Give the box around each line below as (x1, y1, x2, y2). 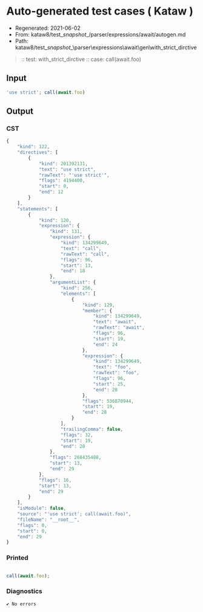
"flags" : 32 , (60, 431, 94, 438)
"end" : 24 (93, 342, 118, 348)
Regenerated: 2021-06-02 (15, 24, 81, 32)
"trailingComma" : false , (60, 426, 123, 432)
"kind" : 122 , (17, 144, 50, 150)
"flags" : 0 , (17, 522, 47, 528)
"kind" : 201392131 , (38, 160, 88, 167)
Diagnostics (6, 587, 42, 596)
